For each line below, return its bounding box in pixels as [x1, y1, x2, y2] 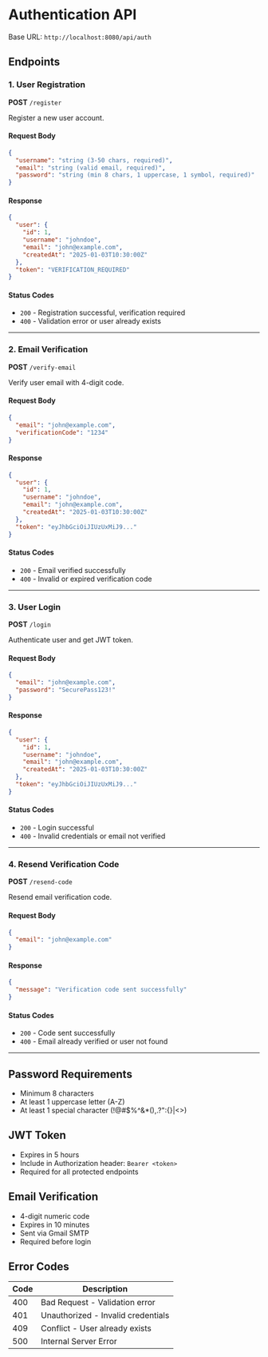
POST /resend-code [8, 877, 73, 886]
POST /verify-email [8, 362, 77, 372]
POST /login [8, 619, 52, 629]
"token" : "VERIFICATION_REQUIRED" [15, 265, 130, 273]
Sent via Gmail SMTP [19, 1228, 89, 1238]
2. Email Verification [8, 344, 89, 355]
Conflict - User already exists [41, 1323, 152, 1334]
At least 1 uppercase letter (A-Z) [19, 1097, 125, 1107]
